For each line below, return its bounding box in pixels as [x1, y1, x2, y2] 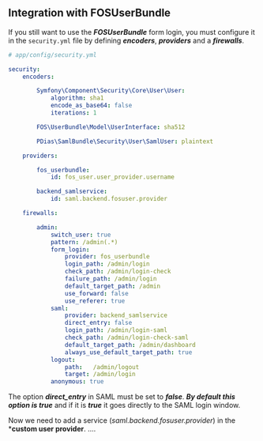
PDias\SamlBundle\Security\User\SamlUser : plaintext [36, 138, 214, 145]
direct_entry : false [64, 319, 133, 327]
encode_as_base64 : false [50, 102, 133, 110]
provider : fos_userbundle [64, 253, 150, 261]
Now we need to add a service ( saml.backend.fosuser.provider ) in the [8, 416, 236, 425]
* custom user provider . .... [8, 424, 96, 434]
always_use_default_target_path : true [64, 348, 193, 356]
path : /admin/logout [64, 363, 140, 371]
